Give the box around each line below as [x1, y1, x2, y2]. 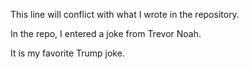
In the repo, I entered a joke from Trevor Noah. [10, 28, 202, 39]
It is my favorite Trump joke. [10, 47, 125, 59]
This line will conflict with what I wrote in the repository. [10, 9, 240, 20]
